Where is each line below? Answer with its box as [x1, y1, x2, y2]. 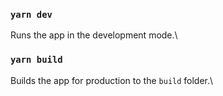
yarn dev [10, 9, 53, 20]
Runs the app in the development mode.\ [10, 29, 178, 41]
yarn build [10, 54, 63, 66]
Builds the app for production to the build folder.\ [10, 74, 214, 86]
